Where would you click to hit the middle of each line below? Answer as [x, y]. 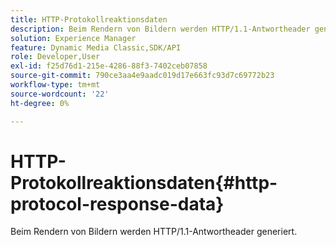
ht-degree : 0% [40, 103]
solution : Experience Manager [73, 38]
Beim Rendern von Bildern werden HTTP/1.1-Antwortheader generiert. [154, 232]
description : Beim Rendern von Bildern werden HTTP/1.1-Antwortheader [160, 29]
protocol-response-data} [117, 203]
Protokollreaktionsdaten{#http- [144, 182]
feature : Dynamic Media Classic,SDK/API [96, 47]
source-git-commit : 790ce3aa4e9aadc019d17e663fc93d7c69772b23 [142, 76]
